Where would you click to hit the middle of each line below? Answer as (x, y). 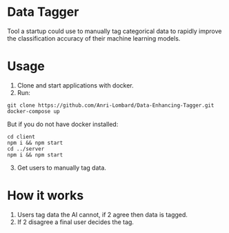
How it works (46, 195)
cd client (21, 136)
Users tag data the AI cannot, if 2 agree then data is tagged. (102, 214)
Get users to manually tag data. (62, 168)
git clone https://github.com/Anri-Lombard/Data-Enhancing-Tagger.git (111, 105)
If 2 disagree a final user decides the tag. (76, 222)
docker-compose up (33, 111)
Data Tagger (43, 12)
